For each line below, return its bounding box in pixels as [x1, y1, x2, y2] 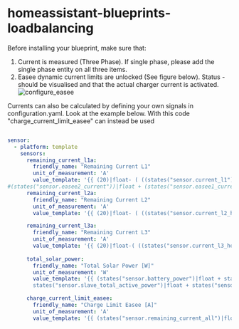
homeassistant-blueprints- [7, 5, 171, 21]
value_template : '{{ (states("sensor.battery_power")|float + [33, 276, 221, 283]
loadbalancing [7, 20, 94, 36]
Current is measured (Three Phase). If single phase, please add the [17, 57, 215, 66]
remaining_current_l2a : [26, 189, 97, 197]
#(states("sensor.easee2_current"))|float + [7, 183, 142, 190]
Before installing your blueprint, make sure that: [7, 43, 147, 52]
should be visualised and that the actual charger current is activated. [17, 80, 219, 88]
